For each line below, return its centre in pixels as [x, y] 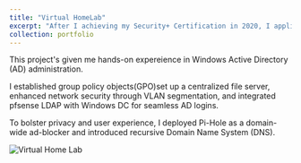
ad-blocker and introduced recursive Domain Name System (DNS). [152, 133]
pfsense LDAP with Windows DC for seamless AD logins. [114, 106]
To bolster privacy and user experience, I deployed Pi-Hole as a [127, 123]
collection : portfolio [52, 34]
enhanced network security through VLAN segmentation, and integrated [142, 96]
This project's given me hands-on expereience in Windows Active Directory [149, 60]
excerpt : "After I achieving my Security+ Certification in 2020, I [140, 26]
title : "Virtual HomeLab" [57, 17]
